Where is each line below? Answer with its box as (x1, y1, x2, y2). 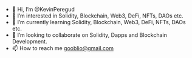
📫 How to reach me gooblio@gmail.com (12, 45, 114, 51)
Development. (12, 38, 47, 45)
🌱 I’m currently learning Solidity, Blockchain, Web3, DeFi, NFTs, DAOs (12, 19, 187, 25)
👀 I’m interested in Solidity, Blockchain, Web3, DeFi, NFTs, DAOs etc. (12, 12, 183, 19)
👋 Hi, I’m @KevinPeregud (12, 6, 75, 13)
